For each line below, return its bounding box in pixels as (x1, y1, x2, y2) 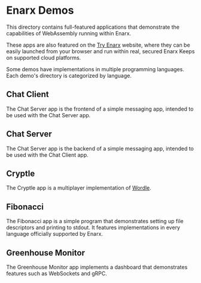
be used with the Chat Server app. (6, 111, 91, 118)
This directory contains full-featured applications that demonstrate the (6, 23, 179, 31)
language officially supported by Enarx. (6, 230, 103, 238)
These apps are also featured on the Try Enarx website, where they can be (6, 41, 190, 48)
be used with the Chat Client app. (6, 151, 89, 159)
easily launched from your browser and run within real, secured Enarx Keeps (6, 47, 195, 54)
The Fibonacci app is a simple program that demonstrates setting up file (6, 218, 184, 225)
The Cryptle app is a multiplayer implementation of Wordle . (6, 184, 151, 191)
